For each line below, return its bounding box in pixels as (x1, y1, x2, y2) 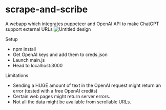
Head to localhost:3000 (12, 62, 63, 68)
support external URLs (5, 26, 53, 32)
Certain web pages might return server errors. (12, 93, 110, 99)
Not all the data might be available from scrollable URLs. (12, 99, 132, 105)
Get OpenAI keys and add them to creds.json (12, 51, 108, 58)
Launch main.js (12, 57, 45, 63)
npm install (12, 46, 36, 52)
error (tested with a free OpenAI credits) (12, 87, 98, 94)
